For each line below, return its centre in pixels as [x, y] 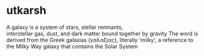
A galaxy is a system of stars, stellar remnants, [65, 27]
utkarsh [26, 11]
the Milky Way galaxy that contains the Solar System [72, 46]
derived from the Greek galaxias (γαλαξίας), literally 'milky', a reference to [100, 40]
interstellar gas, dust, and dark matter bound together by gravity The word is [102, 33]
